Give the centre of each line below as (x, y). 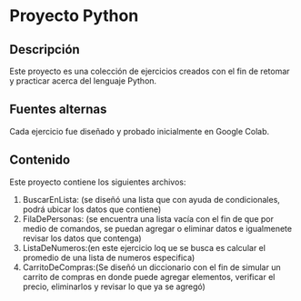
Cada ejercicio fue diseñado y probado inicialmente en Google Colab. (140, 131)
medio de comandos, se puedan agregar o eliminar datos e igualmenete (157, 228)
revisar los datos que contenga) (82, 238)
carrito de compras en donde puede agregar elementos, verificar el (149, 276)
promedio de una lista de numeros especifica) (109, 257)
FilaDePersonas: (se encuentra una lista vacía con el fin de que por (148, 218)
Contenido (40, 160)
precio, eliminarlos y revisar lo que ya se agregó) (114, 286)
